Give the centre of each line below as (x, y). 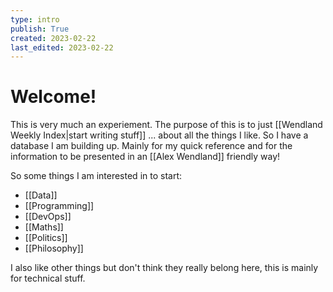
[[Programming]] (59, 206)
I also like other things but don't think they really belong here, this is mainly (164, 268)
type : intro (35, 19)
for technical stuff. (48, 278)
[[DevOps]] (48, 217)
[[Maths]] (44, 227)
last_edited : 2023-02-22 (62, 47)
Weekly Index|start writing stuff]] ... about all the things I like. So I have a (159, 135)
